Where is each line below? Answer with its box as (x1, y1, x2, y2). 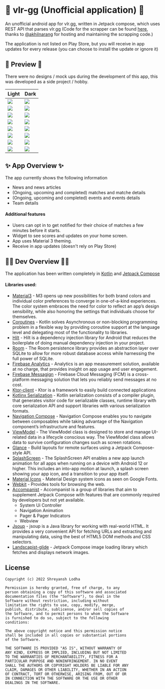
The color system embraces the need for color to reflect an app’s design (12, 303, 159, 309)
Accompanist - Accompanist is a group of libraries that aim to (12, 486, 137, 492)
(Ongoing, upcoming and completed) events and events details (12, 195, 140, 201)
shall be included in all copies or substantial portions (5, 633, 127, 638)
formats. (12, 408, 30, 413)
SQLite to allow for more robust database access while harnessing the (12, 350, 155, 356)
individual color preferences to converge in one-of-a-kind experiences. (12, 298, 157, 304)
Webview (19, 517, 38, 524)
